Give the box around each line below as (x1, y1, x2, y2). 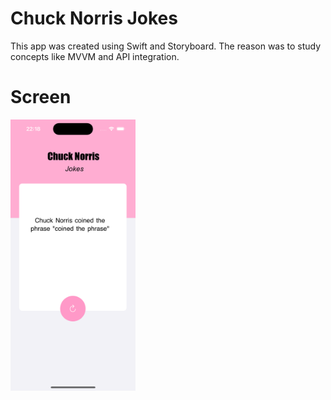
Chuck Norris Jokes (10, 7, 178, 30)
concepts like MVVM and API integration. (10, 50, 180, 62)
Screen (10, 86, 72, 109)
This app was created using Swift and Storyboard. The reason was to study (10, 40, 322, 52)
